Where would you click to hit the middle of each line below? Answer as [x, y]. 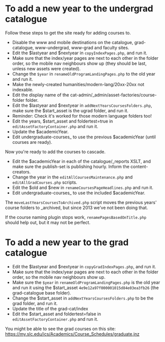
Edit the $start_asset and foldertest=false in [56, 314]
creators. [21, 171]
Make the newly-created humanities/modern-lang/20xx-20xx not [78, 84]
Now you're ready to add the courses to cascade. [55, 152]
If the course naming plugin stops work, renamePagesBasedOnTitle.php [76, 217]
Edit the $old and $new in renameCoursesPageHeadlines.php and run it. [83, 187]
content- [139, 167]
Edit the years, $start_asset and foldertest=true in [63, 121]
